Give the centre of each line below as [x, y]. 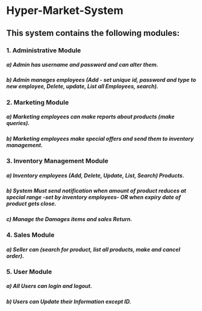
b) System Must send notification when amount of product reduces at [96, 191]
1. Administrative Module [44, 50]
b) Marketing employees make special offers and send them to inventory [100, 138]
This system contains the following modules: [93, 33]
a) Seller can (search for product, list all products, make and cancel [93, 249]
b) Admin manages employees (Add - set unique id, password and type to [101, 80]
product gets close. [31, 203]
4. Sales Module [30, 234]
